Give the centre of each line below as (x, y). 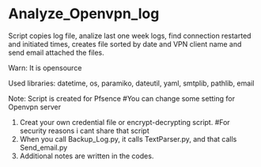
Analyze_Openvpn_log (84, 14)
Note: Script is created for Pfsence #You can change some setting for (122, 98)
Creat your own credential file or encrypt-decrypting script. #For (125, 122)
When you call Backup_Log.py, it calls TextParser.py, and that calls (128, 139)
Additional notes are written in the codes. (87, 156)
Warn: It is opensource (45, 67)
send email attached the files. (56, 52)
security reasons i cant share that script (85, 131)
